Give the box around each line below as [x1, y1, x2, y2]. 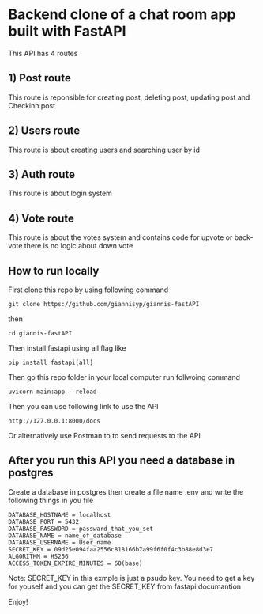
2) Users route [8, 124, 81, 138]
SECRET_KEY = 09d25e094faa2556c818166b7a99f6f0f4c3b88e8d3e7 [8, 545, 214, 553]
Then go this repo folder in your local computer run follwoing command [8, 373, 241, 381]
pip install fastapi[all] [8, 358, 93, 366]
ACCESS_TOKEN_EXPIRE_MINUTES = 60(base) [8, 559, 144, 567]
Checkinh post [8, 100, 56, 110]
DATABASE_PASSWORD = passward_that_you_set [8, 525, 154, 533]
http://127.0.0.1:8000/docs [8, 417, 101, 425]
